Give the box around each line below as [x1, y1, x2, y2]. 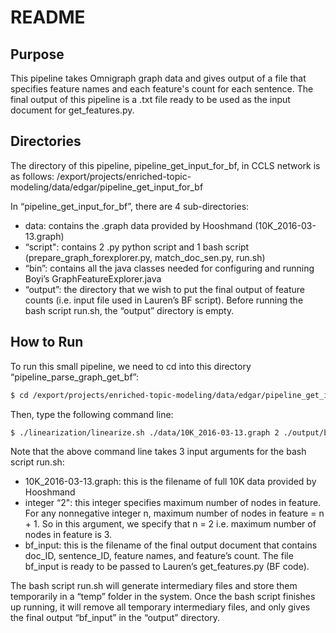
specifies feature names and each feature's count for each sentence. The [10, 83, 314, 95]
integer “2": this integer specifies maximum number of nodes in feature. [24, 497, 322, 509]
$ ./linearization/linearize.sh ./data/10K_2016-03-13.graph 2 [10, 427, 280, 438]
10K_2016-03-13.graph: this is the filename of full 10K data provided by [24, 476, 317, 488]
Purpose [10, 46, 65, 63]
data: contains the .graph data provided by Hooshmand [24, 219, 253, 231]
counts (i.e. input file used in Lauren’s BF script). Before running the [24, 294, 304, 306]
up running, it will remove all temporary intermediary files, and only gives [10, 601, 311, 613]
